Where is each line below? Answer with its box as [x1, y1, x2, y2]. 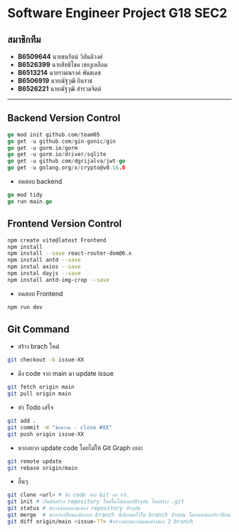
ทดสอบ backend [17, 177, 63, 186]
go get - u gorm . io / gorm [7, 144, 78, 151]
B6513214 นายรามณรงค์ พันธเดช [17, 68, 101, 76]
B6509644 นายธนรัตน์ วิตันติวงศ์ [17, 52, 103, 61]
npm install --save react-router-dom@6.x [7, 250, 132, 257]
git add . [7, 417, 37, 425]
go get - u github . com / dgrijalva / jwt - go [7, 158, 126, 165]
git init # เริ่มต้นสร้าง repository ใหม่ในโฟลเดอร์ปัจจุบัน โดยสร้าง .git [7, 498, 185, 506]
